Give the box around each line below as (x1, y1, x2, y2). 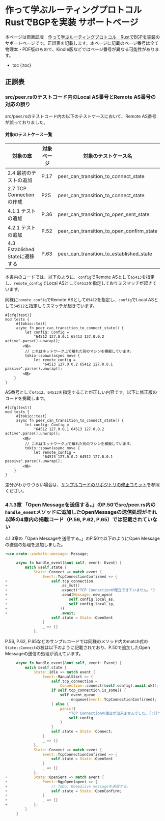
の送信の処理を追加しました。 (5, 542, 65, 548)
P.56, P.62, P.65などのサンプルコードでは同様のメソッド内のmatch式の (5, 639, 148, 644)
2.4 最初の (7, 169, 32, 176)
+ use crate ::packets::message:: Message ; (5, 552, 89, 557)
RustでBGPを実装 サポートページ (5, 17, 138, 28)
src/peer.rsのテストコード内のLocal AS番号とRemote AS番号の (5, 94, 156, 101)
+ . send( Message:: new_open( (5, 592, 113, 597)
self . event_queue (59, 693, 96, 698)
